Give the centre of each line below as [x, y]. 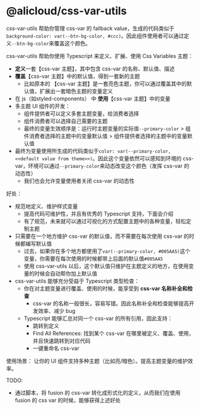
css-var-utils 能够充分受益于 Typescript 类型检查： [77, 281]
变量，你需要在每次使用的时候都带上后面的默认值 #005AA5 [93, 258]
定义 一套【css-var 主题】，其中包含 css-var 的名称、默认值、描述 [95, 68]
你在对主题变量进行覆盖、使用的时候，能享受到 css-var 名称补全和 [106, 288]
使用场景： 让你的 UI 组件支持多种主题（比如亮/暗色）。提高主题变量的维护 [97, 361]
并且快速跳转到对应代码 [61, 341]
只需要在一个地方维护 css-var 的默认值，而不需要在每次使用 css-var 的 [102, 236]
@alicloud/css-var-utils [67, 11]
